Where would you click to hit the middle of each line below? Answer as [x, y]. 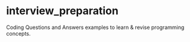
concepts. [18, 33]
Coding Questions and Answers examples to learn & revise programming [95, 27]
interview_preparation [63, 11]
